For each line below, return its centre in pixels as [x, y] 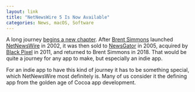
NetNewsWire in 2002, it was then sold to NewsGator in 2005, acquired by [97, 46]
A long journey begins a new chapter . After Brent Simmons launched [90, 40]
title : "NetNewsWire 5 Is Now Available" [58, 17]
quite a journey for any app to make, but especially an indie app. [84, 58]
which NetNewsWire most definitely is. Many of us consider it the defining [97, 76]
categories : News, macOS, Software [50, 23]
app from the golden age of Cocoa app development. [71, 83]
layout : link [22, 12]
